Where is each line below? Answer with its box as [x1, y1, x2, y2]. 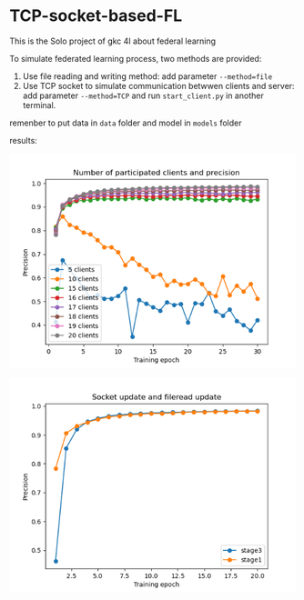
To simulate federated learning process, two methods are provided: [9, 53, 262, 64]
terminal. [22, 99, 56, 110]
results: [9, 135, 38, 145]
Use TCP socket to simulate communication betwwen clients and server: [22, 80, 295, 91]
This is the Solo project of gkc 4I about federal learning [9, 35, 217, 46]
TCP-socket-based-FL [9, 5, 183, 26]
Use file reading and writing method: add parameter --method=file [22, 70, 273, 82]
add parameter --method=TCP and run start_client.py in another [22, 90, 264, 101]
